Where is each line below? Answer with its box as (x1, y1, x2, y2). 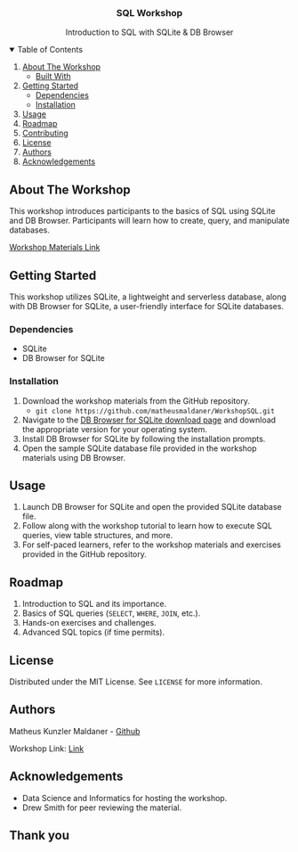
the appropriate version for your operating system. (21, 423, 207, 434)
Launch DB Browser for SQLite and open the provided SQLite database (21, 502, 282, 512)
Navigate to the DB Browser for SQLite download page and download (21, 414, 277, 425)
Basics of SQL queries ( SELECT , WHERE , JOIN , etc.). (21, 608, 201, 619)
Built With (35, 71, 71, 82)
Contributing (21, 127, 68, 139)
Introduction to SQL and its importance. (21, 599, 167, 610)
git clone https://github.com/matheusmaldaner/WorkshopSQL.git (35, 406, 276, 415)
